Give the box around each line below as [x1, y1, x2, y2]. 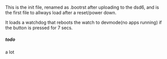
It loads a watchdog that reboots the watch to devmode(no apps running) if [5, 20, 162, 25]
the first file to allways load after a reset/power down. [5, 10, 117, 16]
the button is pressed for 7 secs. [5, 25, 73, 31]
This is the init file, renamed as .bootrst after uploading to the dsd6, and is [5, 5, 159, 10]
